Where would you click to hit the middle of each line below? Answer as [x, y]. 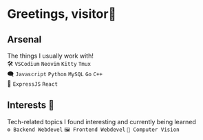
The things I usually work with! [51, 56]
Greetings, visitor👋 [62, 14]
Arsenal [24, 39]
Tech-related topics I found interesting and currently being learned [101, 121]
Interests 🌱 [31, 105]
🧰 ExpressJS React [33, 84]
